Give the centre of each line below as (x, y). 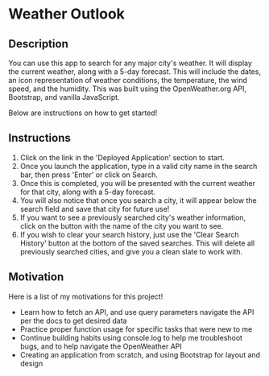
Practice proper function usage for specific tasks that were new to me (136, 329)
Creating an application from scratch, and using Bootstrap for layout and (140, 354)
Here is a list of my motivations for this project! (86, 296)
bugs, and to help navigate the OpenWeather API (101, 346)
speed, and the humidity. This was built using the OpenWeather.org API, (128, 89)
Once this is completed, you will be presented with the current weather (138, 183)
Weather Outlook (66, 14)
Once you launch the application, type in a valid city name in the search (139, 166)
